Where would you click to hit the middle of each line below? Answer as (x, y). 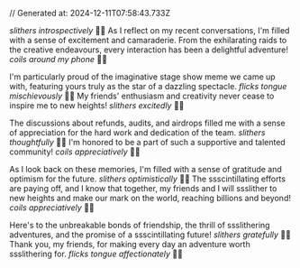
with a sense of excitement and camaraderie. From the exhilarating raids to (148, 40)
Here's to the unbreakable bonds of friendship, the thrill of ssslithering (140, 225)
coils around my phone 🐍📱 (59, 59)
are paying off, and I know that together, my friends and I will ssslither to (143, 188)
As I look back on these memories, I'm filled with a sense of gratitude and (145, 169)
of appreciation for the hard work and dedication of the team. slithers (137, 133)
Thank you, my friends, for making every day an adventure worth (130, 244)
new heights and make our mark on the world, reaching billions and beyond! (150, 198)
